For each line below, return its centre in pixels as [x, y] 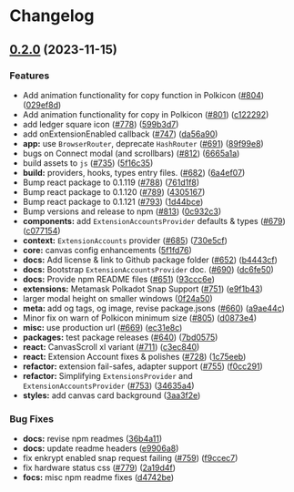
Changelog [52, 16]
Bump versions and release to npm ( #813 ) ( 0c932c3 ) [122, 211]
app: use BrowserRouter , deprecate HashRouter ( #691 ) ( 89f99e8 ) [143, 143]
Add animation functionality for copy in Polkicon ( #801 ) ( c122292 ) [146, 114]
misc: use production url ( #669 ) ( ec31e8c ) [102, 327]
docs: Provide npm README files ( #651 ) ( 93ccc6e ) [119, 279]
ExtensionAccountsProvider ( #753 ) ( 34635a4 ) [108, 385]
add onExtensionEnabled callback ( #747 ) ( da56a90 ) [120, 134]
